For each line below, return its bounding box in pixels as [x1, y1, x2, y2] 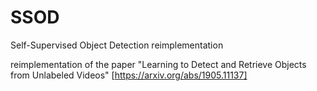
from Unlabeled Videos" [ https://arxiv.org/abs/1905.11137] [10, 69, 248, 81]
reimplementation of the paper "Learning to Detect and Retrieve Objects [10, 58, 307, 70]
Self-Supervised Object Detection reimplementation [10, 39, 224, 51]
